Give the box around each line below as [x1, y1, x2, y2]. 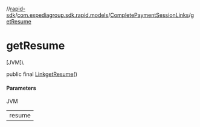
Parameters [6, 84, 36, 91]
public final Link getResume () [6, 70, 77, 78]
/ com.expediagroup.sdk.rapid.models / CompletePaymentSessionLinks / [15, 11, 191, 19]
